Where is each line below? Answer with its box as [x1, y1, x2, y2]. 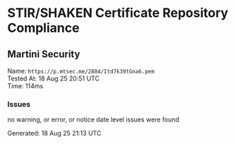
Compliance [7, 20, 80, 36]
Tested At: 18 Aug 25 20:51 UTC [7, 74, 100, 83]
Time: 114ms [7, 82, 44, 90]
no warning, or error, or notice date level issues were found [7, 115, 180, 124]
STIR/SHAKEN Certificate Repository [7, 5, 229, 21]
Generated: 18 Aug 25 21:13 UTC [7, 129, 102, 138]
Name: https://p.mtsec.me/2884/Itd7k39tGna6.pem [7, 67, 155, 75]
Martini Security [7, 48, 80, 60]
